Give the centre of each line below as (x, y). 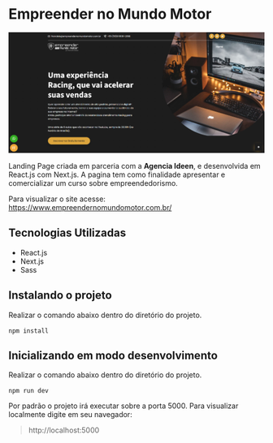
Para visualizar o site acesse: (57, 199)
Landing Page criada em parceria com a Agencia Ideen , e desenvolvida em (135, 166)
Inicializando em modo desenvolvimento (113, 355)
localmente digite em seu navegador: (70, 415)
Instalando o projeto (60, 296)
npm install (28, 331)
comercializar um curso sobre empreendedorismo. (93, 183)
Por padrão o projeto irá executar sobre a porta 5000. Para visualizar (123, 406)
